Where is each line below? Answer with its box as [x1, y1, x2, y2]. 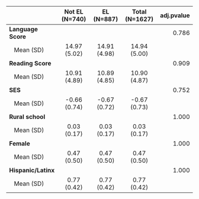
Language [9, 25, 38, 33]
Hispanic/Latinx [9, 166, 55, 174]
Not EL [64, 8, 84, 15]
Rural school [9, 113, 46, 121]
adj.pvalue [159, 11, 190, 20]
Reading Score [9, 59, 52, 67]
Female [9, 140, 31, 147]
